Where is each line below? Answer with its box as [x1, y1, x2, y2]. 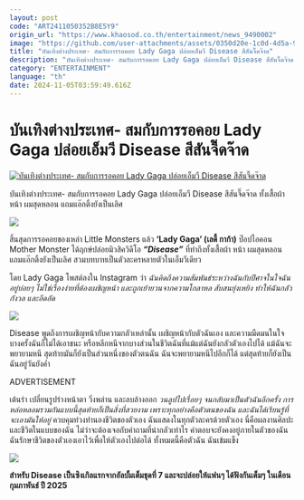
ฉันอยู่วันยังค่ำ [9, 358, 51, 369]
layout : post [9, 13, 59, 23]
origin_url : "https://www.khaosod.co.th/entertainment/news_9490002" [9, 30, 278, 39]
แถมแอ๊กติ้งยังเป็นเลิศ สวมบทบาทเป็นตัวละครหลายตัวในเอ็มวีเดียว [9, 254, 202, 264]
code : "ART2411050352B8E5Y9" [9, 22, 119, 31]
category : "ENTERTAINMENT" [9, 64, 111, 73]
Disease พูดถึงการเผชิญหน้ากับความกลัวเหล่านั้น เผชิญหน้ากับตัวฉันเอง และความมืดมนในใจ [9, 327, 285, 338]
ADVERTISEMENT [9, 376, 77, 387]
